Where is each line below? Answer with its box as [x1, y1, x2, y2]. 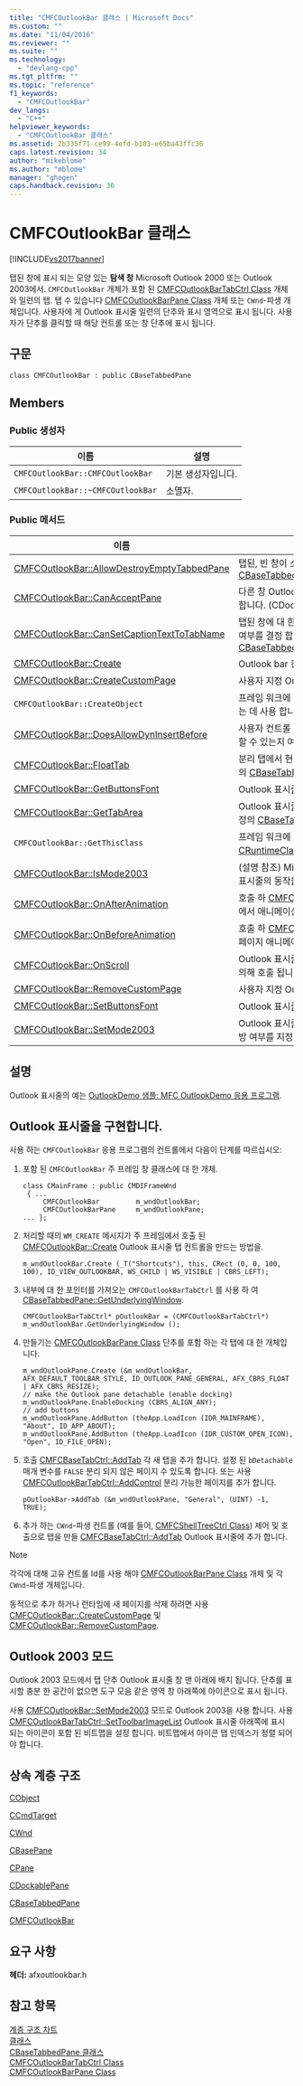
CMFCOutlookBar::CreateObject [14, 698, 144, 709]
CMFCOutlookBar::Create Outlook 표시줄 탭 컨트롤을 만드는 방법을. [22, 1241, 264, 1252]
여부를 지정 [249, 1030, 294, 1043]
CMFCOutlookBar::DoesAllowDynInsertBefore [14, 728, 208, 741]
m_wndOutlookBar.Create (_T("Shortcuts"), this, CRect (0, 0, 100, [22, 1260, 281, 1269]
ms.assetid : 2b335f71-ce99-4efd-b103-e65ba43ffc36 [9, 139, 204, 148]
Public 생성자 [9, 424, 66, 437]
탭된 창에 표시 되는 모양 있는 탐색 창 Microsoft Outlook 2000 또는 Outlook [9, 272, 273, 283]
